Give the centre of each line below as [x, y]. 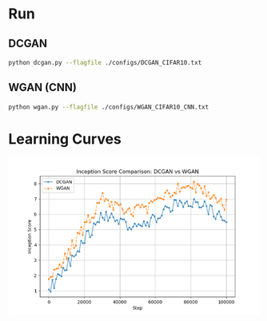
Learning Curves [65, 139]
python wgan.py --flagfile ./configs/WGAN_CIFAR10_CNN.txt [109, 107]
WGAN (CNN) [43, 87]
